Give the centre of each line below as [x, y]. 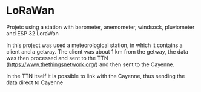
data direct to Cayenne [35, 82]
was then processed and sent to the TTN [57, 58]
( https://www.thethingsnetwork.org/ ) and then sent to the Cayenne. [90, 64]
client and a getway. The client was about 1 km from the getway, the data [97, 51]
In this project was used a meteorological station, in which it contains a [94, 45]
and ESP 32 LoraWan [32, 33]
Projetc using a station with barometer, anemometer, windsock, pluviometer [100, 27]
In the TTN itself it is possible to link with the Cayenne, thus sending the [96, 76]
